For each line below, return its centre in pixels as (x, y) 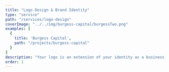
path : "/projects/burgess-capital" (52, 43)
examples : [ (18, 29)
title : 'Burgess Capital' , (43, 39)
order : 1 (14, 62)
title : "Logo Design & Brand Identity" (47, 10)
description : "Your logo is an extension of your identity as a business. (86, 57)
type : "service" (22, 15)
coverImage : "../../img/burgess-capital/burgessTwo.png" (67, 24)
